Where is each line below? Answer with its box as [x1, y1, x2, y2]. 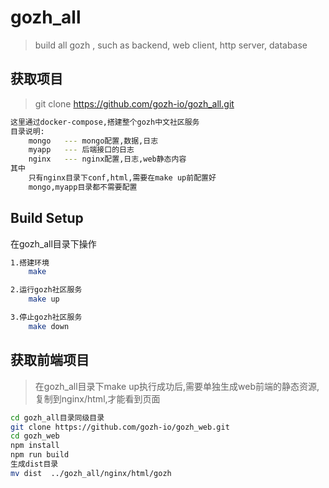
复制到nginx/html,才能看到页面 [34, 392, 161, 405]
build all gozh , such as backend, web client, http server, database [34, 39, 308, 51]
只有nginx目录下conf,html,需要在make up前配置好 [28, 173, 217, 183]
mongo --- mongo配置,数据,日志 [28, 136, 159, 146]
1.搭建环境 [10, 257, 50, 268]
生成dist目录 [10, 459, 59, 469]
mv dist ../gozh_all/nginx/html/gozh [10, 468, 172, 478]
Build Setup [10, 210, 84, 227]
